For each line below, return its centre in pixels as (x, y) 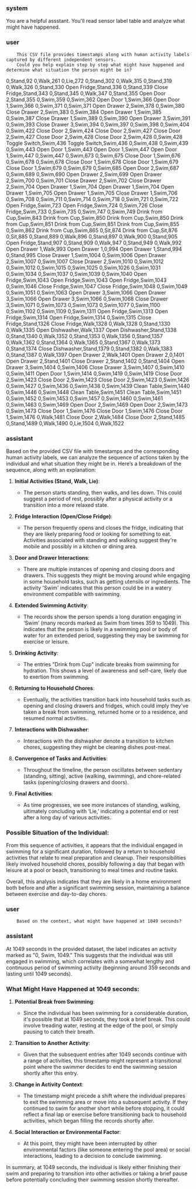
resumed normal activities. (55, 718)
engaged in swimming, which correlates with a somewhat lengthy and (90, 961)
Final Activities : (34, 793)
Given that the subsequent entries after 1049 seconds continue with (105, 1055)
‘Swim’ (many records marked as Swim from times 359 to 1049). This (106, 623)
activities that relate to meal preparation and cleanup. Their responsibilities (96, 858)
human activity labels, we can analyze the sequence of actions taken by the (97, 457)
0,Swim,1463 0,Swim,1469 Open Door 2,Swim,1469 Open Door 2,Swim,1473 (97, 404)
